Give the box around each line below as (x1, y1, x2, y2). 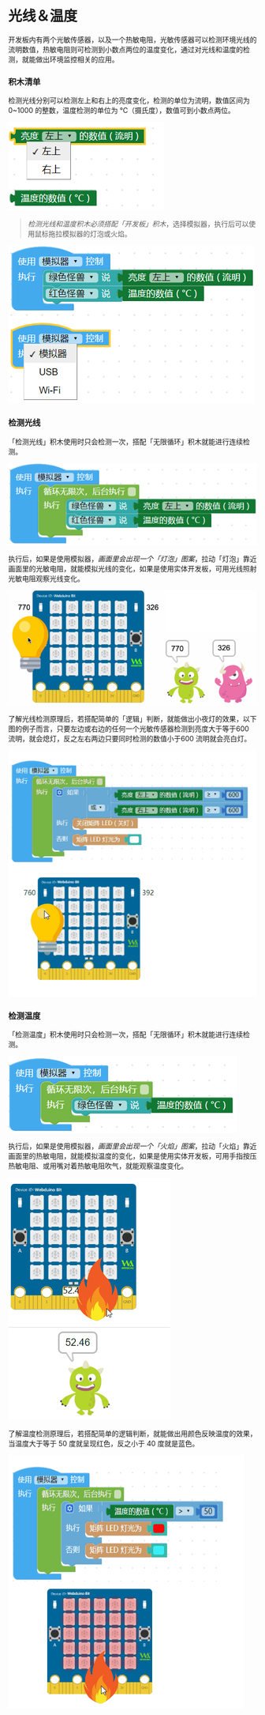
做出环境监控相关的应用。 (35, 55, 119, 64)
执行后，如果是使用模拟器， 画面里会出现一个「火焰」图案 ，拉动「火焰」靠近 (8, 1141, 257, 1151)
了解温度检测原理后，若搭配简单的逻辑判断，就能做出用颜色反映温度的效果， (8, 1429, 257, 1438)
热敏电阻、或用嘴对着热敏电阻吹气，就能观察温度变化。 (8, 1161, 188, 1170)
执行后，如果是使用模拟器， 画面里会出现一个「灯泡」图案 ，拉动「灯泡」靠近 (8, 554, 257, 563)
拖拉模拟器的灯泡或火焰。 (48, 229, 132, 239)
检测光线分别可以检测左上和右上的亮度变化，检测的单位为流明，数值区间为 (8, 96, 250, 105)
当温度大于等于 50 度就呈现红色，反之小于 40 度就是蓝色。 (8, 1439, 200, 1449)
